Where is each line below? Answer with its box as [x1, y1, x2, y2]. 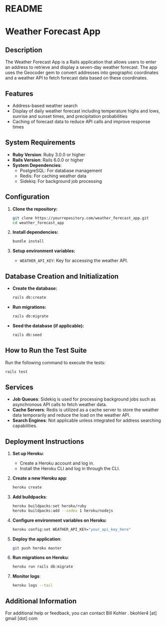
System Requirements [5, 138, 76, 147]
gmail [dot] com [5, 615, 38, 621]
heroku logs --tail [12, 583, 53, 588]
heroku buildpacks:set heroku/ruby [12, 503, 87, 509]
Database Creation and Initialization [5, 272, 119, 280]
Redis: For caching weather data [19, 173, 87, 179]
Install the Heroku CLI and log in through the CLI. [19, 466, 120, 471]
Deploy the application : [12, 536, 62, 542]
